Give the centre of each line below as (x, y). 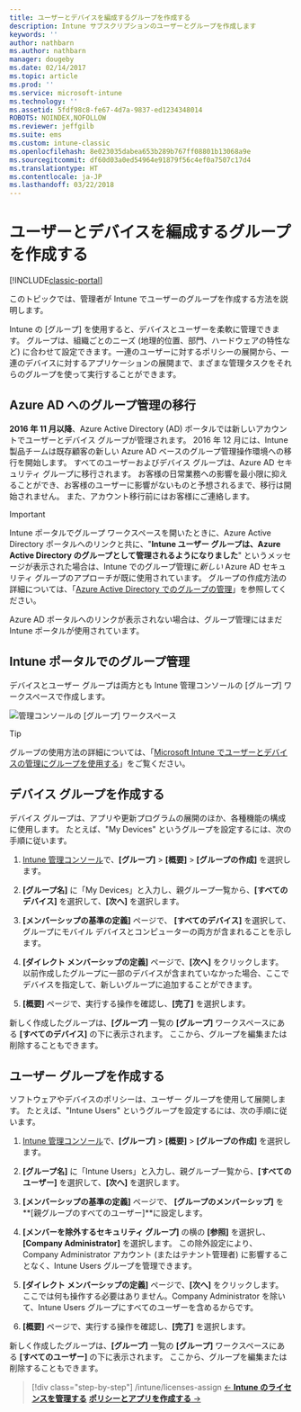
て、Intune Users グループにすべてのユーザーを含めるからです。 (140, 1308)
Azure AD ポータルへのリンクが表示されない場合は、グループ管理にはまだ (146, 619)
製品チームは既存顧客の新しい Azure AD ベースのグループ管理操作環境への (147, 451)
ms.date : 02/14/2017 (48, 68)
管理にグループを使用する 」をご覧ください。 (107, 763)
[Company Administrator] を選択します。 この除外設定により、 (140, 1244)
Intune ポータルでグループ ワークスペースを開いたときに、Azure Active (141, 533)
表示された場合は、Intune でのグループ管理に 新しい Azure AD (146, 566)
